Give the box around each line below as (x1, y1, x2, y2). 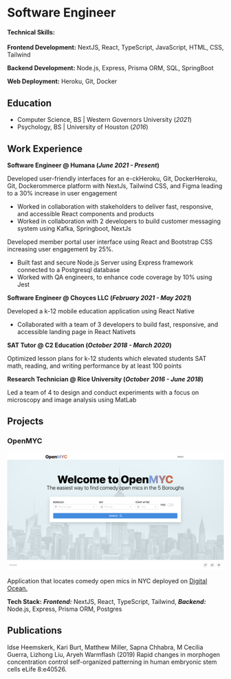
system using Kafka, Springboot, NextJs (16, 224, 132, 233)
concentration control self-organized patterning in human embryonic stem (7, 658, 217, 666)
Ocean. (7, 584, 28, 592)
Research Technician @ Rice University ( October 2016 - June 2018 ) (7, 375, 204, 384)
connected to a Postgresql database (16, 266, 120, 274)
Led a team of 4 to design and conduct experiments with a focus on (7, 388, 199, 397)
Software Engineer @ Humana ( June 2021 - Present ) (7, 161, 159, 169)
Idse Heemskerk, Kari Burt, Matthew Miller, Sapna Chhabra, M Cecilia (7, 643, 203, 651)
